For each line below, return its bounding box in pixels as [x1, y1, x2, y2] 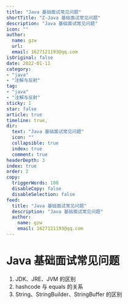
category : [6, 66, 32, 72]
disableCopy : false [12, 186, 62, 192]
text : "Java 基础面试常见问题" [12, 129, 85, 135]
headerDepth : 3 [6, 157, 45, 163]
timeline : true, [6, 117, 48, 123]
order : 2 [6, 169, 29, 175]
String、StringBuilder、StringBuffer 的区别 [15, 291, 122, 298]
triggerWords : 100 [12, 180, 59, 186]
